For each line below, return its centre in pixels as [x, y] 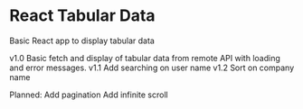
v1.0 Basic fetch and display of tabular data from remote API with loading [145, 58]
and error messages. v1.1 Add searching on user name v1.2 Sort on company [152, 68]
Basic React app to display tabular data [82, 41]
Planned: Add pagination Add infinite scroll [89, 95]
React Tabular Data [82, 16]
